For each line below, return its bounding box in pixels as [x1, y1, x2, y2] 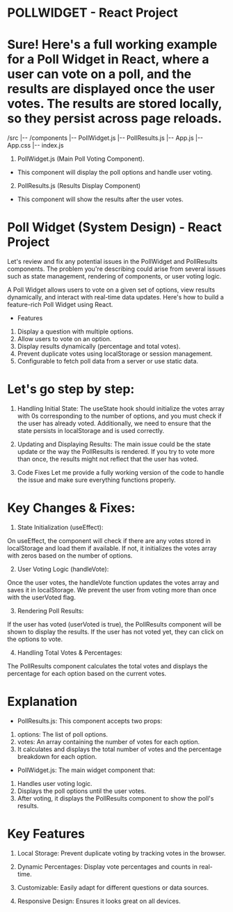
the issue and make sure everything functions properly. [17, 475, 176, 484]
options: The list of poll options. [17, 730, 109, 739]
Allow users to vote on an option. [17, 335, 112, 343]
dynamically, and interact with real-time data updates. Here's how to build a [7, 293, 224, 301]
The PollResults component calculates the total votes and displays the [7, 661, 208, 670]
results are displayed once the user [7, 81, 216, 97]
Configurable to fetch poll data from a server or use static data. [17, 357, 199, 365]
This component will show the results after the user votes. [17, 195, 184, 203]
